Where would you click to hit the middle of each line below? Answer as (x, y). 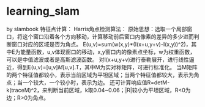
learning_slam (43, 11)
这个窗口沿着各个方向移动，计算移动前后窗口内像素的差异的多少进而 (108, 36)
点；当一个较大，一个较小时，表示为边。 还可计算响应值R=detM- (88, 82)
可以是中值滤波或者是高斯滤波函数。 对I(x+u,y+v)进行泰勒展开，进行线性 (98, 59)
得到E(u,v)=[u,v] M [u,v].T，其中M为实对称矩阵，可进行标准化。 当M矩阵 (107, 67)
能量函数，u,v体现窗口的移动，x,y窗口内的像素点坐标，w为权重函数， (108, 52)
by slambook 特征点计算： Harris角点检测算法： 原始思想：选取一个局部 (97, 29)
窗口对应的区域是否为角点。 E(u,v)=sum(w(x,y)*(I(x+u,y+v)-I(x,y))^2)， (101, 44)
